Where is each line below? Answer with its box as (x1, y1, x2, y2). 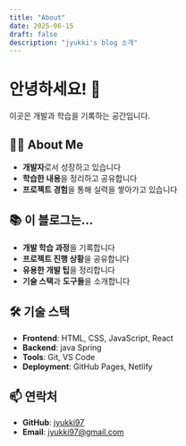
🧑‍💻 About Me (9, 137, 84, 152)
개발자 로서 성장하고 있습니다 (21, 162, 122, 173)
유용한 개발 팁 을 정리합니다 (21, 265, 115, 275)
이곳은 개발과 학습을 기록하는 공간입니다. (9, 111, 150, 122)
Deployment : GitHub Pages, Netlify (21, 361, 154, 372)
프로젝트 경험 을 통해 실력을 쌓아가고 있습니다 (21, 184, 178, 195)
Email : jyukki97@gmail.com (21, 426, 125, 438)
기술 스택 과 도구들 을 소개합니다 (21, 275, 131, 286)
